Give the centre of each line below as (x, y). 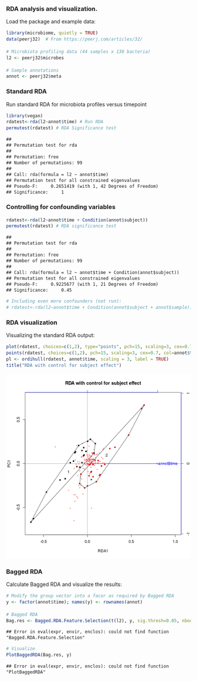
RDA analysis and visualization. (52, 9)
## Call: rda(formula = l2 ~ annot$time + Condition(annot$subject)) (93, 273)
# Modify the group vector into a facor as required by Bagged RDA (90, 596)
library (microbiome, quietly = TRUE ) (52, 33)
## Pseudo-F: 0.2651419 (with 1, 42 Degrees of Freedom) (82, 187)
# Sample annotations (33, 70)
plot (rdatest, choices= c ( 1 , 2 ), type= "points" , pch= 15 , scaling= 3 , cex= (95, 347)
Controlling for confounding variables (61, 207)
